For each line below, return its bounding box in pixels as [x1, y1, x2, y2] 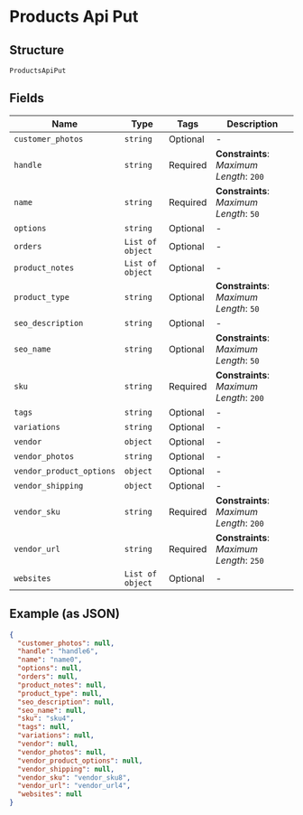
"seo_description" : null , [17, 698, 115, 707]
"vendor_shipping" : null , [17, 764, 115, 773]
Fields [9, 90, 45, 106]
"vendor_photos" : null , [17, 747, 106, 756]
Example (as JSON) [9, 606, 120, 622]
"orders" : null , [17, 672, 78, 681]
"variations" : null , [17, 731, 95, 740]
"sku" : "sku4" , [17, 714, 75, 724]
